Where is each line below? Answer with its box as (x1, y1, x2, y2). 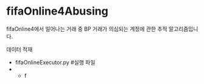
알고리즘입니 (168, 25, 199, 32)
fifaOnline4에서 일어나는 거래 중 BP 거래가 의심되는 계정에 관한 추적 (6, 25, 167, 32)
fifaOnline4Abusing (6, 4, 108, 18)
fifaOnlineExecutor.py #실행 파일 (15, 58, 96, 66)
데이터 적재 (6, 46, 33, 53)
